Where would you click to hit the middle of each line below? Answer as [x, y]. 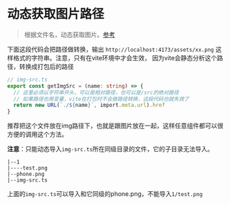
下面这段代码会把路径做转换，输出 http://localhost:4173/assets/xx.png [111, 49]
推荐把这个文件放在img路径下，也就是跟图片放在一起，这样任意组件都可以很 [115, 126]
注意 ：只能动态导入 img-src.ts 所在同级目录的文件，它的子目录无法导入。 [111, 149]
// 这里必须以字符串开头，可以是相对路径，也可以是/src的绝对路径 [96, 92]
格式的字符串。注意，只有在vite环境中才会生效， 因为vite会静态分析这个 [115, 58]
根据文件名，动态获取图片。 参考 [69, 35]
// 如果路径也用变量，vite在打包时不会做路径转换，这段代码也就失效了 [102, 99]
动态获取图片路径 [56, 14]
